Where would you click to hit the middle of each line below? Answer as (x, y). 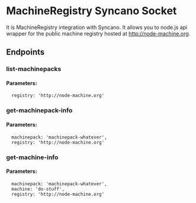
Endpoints (25, 52)
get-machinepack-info (39, 111)
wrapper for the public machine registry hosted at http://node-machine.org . (98, 33)
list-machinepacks (34, 69)
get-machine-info (32, 157)
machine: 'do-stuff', (38, 189)
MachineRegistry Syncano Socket (91, 11)
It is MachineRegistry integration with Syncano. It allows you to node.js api (97, 27)
